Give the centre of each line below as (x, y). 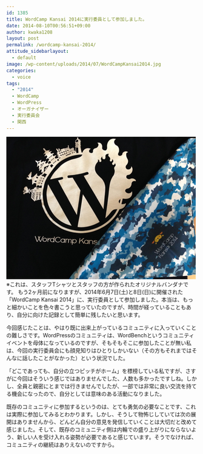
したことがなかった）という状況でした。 (78, 358)
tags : (13, 83)
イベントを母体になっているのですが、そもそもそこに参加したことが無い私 (99, 343)
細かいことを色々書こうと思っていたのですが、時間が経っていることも (99, 307)
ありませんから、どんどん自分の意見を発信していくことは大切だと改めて (107, 422)
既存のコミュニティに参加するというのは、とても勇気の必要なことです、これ (101, 407)
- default (24, 58)
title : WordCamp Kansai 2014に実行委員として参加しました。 (77, 19)
